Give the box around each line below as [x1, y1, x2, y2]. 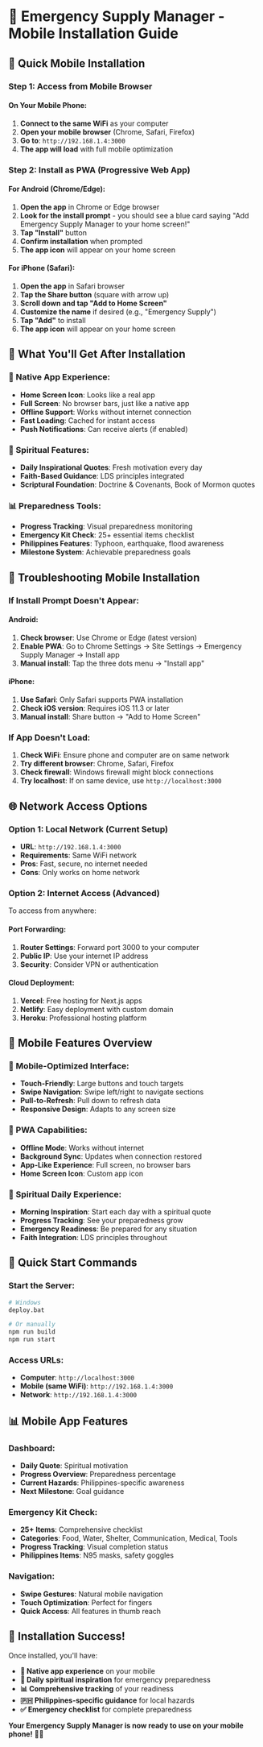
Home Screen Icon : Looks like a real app [19, 390, 155, 400]
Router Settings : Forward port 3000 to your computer [19, 942, 199, 952]
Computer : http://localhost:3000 [19, 1373, 135, 1383]
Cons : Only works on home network [19, 868, 141, 878]
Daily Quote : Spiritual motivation [19, 1461, 129, 1471]
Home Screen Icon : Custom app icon [19, 1168, 144, 1178]
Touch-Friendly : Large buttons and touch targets [19, 1079, 184, 1089]
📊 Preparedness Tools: [8, 500, 102, 511]
